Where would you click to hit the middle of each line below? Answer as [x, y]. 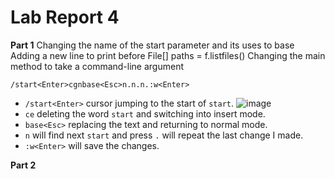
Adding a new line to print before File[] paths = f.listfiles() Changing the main [168, 55]
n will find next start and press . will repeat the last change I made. [164, 135]
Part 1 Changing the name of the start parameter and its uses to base [152, 45]
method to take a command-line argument [97, 66]
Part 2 [23, 165]
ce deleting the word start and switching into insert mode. [145, 113]
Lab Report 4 [65, 17]
